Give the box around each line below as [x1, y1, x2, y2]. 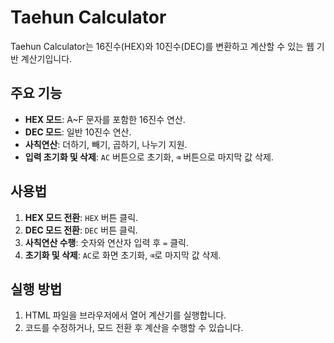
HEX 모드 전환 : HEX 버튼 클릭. [24, 211, 139, 223]
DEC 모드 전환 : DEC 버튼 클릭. [24, 224, 138, 236]
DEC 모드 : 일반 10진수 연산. [24, 126, 132, 138]
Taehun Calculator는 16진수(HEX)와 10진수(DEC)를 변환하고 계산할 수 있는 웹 [10, 40, 315, 52]
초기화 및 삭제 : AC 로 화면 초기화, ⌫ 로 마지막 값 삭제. [24, 249, 222, 261]
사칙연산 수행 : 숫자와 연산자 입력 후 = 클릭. [24, 236, 189, 248]
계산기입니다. [20, 52, 73, 65]
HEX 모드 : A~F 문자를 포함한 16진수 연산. [24, 113, 186, 125]
